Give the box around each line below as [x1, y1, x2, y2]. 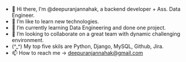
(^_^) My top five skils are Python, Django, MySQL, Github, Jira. [11, 43, 164, 50]
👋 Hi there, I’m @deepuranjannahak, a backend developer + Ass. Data [11, 6, 181, 12]
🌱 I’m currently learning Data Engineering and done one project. [11, 24, 166, 31]
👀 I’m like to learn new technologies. [11, 18, 99, 25]
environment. [11, 37, 44, 43]
